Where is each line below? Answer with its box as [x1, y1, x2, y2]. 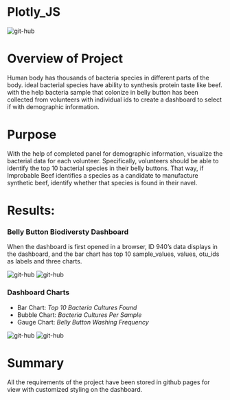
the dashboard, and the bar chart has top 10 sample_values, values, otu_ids [7, 250, 220, 258]
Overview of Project [7, 51, 124, 67]
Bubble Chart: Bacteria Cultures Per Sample [16, 310, 142, 319]
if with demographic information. [7, 102, 100, 110]
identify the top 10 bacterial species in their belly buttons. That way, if [7, 164, 204, 172]
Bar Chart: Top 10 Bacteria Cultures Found [16, 303, 137, 311]
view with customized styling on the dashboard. [7, 385, 143, 393]
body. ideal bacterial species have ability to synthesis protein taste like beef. [7, 80, 222, 89]
